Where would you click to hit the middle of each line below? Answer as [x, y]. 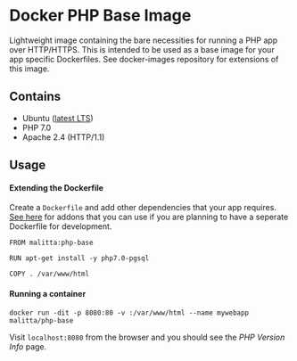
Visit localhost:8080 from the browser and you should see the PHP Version [147, 337]
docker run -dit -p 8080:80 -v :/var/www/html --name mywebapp [129, 313]
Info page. [28, 346]
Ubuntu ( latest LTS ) [58, 118]
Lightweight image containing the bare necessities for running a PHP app [144, 40]
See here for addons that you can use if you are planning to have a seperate [149, 217]
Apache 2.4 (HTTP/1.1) [63, 137]
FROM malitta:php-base [51, 243]
